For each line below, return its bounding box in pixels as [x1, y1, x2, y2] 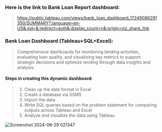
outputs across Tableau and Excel [24, 107, 92, 113]
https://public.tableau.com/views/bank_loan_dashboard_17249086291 [17, 15, 157, 21]
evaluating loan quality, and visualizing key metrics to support [17, 54, 141, 60]
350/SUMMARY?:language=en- [17, 20, 81, 26]
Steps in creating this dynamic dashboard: [5, 75, 93, 82]
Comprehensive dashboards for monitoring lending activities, [17, 48, 140, 55]
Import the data [24, 97, 55, 103]
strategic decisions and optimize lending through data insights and [17, 59, 151, 65]
